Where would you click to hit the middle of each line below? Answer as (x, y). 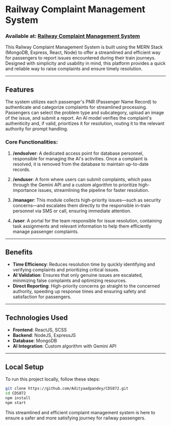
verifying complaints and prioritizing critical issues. (66, 270)
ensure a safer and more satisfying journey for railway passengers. (76, 418)
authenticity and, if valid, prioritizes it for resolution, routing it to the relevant (85, 124)
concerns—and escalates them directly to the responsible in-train (81, 205)
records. (21, 169)
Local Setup (25, 367)
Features (20, 89)
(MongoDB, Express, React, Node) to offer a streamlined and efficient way (83, 52)
